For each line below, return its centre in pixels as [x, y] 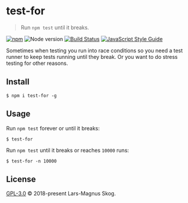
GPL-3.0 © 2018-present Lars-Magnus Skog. [61, 193]
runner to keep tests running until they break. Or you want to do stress [92, 57]
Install [18, 82]
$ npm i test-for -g [32, 96]
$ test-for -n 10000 [32, 161]
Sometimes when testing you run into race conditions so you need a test [95, 50]
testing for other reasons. [37, 63]
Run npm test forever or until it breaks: [53, 128]
